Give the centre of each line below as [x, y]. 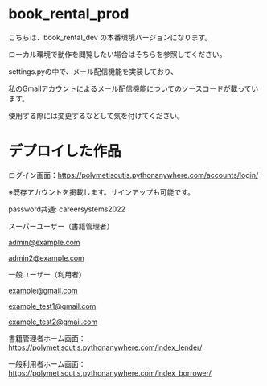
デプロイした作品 [65, 152]
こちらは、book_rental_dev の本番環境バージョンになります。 [110, 37]
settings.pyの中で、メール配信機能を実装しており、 [93, 71]
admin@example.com [44, 242]
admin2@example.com [46, 257]
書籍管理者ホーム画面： [47, 338]
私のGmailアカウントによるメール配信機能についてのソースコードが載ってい [133, 88]
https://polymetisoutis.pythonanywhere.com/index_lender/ [105, 347]
